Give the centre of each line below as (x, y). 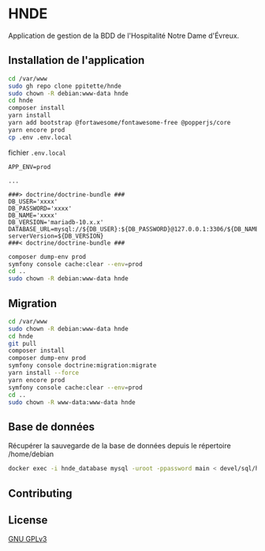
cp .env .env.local (40, 137)
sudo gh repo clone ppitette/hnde (65, 86)
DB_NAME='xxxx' (33, 215)
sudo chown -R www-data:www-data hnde (72, 402)
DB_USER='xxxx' (33, 201)
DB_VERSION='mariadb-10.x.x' (56, 222)
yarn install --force (44, 373)
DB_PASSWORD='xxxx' (40, 208)
